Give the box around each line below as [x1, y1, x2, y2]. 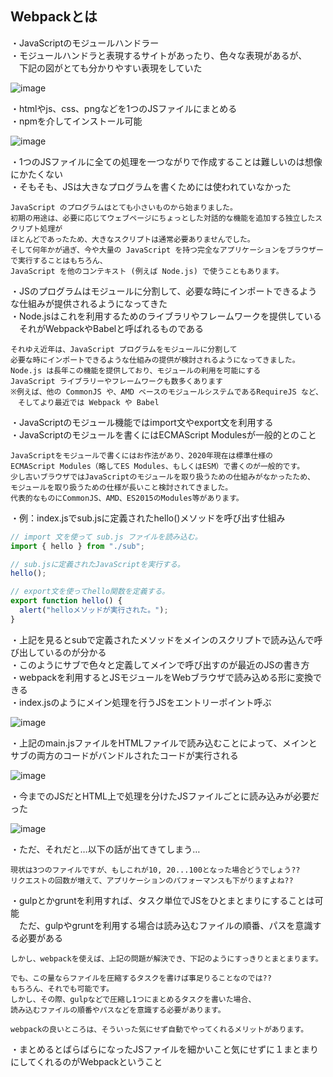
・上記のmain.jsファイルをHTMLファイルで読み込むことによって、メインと [10, 737, 318, 749]
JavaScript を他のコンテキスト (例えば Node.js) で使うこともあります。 [10, 266, 284, 276]
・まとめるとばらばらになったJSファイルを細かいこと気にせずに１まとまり [10, 1043, 319, 1055]
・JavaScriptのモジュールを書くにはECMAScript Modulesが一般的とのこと [10, 428, 317, 441]
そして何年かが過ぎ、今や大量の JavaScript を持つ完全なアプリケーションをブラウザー [10, 245, 324, 255]
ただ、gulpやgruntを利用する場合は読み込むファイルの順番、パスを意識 [18, 919, 313, 931]
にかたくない [10, 168, 63, 180]
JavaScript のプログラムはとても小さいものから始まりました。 [10, 202, 238, 212]
